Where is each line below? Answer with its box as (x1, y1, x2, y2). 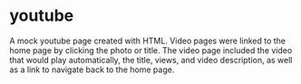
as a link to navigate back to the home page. (9, 64, 175, 75)
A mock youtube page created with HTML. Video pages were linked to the (9, 35, 286, 46)
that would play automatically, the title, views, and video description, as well (9, 54, 293, 65)
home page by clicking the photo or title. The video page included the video (9, 44, 293, 55)
